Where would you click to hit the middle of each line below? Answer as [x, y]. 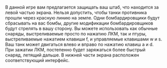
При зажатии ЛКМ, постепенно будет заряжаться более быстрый [75, 50]
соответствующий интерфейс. [37, 60]
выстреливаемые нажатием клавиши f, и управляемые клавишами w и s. [84, 39]
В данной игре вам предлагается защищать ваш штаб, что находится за [82, 7]
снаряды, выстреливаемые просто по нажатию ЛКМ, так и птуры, [76, 34]
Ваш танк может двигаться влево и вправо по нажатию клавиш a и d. [80, 44]
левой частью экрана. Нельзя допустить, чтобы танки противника [76, 12]
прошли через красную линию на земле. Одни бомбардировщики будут [83, 18]
